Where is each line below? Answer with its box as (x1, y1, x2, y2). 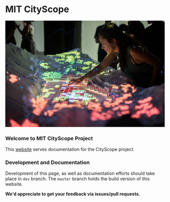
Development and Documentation (5, 158, 90, 166)
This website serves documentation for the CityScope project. (5, 146, 135, 152)
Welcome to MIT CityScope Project (5, 135, 93, 142)
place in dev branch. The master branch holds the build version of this (5, 176, 150, 182)
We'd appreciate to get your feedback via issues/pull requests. (5, 191, 141, 197)
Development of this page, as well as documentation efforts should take (5, 171, 155, 177)
